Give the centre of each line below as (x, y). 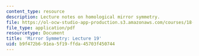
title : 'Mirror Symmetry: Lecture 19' (54, 38)
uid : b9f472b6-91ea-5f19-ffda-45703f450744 (61, 44)
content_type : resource (36, 11)
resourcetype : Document (36, 33)
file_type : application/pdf (41, 28)
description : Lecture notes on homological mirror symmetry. (83, 17)
